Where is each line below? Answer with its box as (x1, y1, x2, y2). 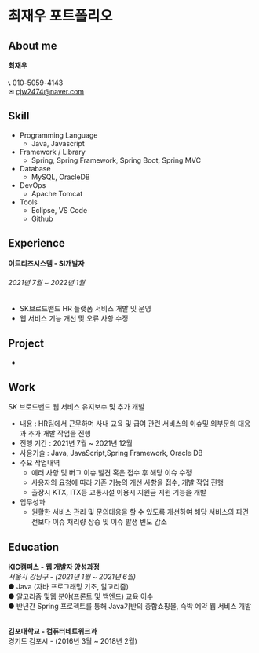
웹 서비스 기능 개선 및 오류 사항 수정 (19, 314, 129, 323)
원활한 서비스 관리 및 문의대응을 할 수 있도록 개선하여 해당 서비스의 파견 (31, 508, 250, 517)
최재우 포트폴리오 (8, 7, 113, 25)
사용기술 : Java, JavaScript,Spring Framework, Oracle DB (19, 449, 203, 458)
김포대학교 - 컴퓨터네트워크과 (8, 626, 97, 636)
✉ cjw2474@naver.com (8, 87, 85, 96)
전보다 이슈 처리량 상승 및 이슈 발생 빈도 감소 (31, 517, 167, 526)
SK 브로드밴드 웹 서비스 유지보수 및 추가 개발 (8, 402, 145, 412)
